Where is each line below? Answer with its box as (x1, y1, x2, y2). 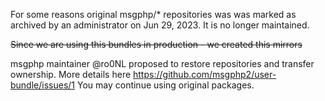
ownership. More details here (10, 69, 132, 80)
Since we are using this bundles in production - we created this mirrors (10, 39, 303, 50)
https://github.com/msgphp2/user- (133, 69, 277, 80)
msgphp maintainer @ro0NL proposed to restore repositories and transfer (10, 58, 315, 69)
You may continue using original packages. (76, 79, 255, 91)
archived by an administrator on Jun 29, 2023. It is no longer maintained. (10, 19, 310, 31)
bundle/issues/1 (10, 79, 76, 91)
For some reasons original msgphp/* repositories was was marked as (10, 9, 297, 20)
